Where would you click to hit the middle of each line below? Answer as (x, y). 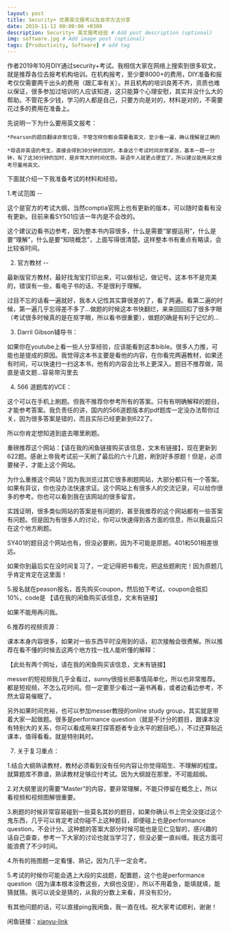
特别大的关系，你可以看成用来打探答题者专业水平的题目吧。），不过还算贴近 (118, 728)
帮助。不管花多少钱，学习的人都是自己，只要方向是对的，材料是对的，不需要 (115, 100)
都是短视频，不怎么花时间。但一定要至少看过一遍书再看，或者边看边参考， (112, 687)
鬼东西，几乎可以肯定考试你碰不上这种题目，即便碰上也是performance (106, 820)
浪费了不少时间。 (37, 846)
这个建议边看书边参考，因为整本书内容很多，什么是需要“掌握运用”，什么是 (112, 231)
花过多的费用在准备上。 (40, 108)
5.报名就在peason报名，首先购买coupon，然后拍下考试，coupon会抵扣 (107, 589)
